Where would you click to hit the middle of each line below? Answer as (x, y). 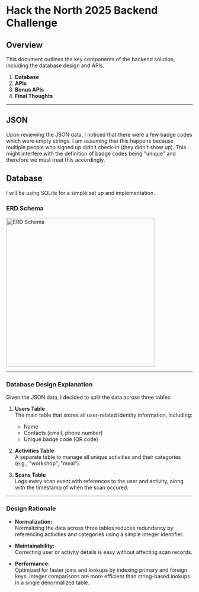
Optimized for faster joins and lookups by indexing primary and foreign (101, 570)
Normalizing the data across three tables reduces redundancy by (94, 528)
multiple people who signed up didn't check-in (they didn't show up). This (96, 147)
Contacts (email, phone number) (63, 433)
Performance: (32, 563)
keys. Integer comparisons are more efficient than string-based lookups (102, 576)
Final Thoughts (34, 96)
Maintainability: (35, 546)
